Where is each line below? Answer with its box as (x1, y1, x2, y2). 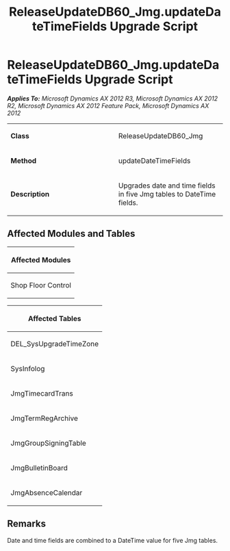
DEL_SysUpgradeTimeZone (10, 339, 99, 348)
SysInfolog (10, 363, 45, 373)
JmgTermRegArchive (10, 413, 79, 423)
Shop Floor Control (10, 280, 72, 290)
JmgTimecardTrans (10, 388, 73, 398)
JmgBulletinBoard (10, 463, 68, 472)
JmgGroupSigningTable (10, 438, 87, 448)
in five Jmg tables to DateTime (118, 189, 216, 198)
